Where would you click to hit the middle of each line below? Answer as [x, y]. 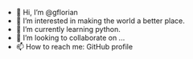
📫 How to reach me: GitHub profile [74, 47]
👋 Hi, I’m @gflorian [47, 12]
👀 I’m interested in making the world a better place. [100, 21]
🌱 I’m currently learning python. [68, 29]
